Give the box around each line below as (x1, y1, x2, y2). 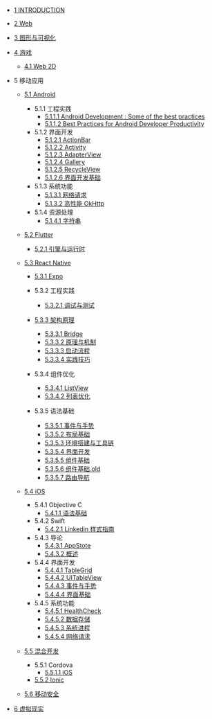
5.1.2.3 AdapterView (44, 150, 102, 159)
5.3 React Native (23, 259, 71, 267)
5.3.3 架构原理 (34, 316, 75, 324)
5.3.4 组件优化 (34, 370, 75, 378)
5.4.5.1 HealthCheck (44, 607, 102, 615)
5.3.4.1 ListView (44, 384, 88, 392)
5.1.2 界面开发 (34, 128, 74, 136)
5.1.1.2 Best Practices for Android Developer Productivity (44, 120, 205, 127)
